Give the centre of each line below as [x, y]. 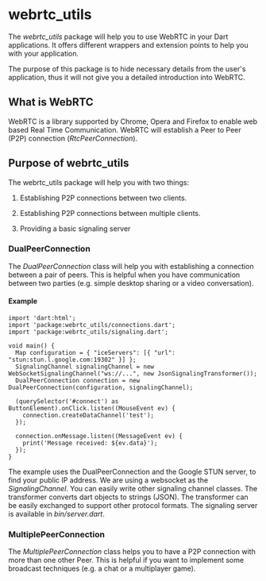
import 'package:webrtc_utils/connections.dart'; [92, 325]
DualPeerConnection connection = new [78, 381]
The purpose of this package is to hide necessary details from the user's [127, 68]
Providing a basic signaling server [75, 229]
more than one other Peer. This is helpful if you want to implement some [126, 560]
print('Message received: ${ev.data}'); [90, 443]
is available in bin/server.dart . [56, 514]
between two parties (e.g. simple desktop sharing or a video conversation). [131, 283]
